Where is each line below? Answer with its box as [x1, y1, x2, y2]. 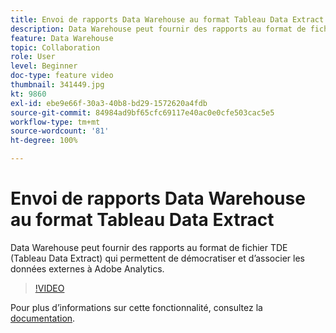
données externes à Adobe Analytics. [10, 262, 165, 275]
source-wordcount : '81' [10, 126, 110, 136]
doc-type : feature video [10, 71, 114, 81]
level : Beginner [10, 61, 78, 71]
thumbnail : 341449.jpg [10, 80, 105, 90]
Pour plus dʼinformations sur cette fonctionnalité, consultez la [10, 301, 263, 313]
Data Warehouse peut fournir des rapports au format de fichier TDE [10, 241, 288, 253]
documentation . [10, 312, 76, 324]
